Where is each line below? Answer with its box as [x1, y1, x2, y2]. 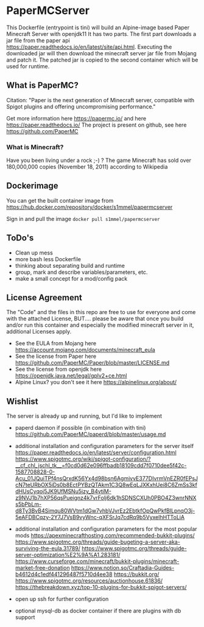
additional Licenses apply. [6, 328, 72, 335]
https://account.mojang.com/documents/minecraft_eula [15, 346, 155, 354]
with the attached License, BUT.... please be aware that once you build [6, 315, 184, 323]
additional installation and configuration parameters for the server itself [15, 443, 194, 450]
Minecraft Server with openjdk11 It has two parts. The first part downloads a [6, 30, 197, 37]
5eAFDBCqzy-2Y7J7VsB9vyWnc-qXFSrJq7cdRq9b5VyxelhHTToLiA [15, 514, 185, 521]
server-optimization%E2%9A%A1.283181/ [15, 552, 121, 559]
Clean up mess [15, 249, 53, 256]
